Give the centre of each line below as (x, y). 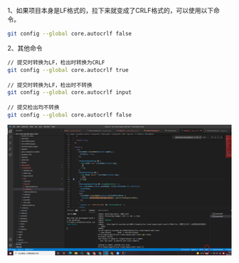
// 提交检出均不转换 (33, 108)
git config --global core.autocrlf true (68, 70)
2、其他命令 (25, 48)
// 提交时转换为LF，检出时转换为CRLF (56, 63)
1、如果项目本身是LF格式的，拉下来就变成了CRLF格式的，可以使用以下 (111, 10)
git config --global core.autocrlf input (70, 92)
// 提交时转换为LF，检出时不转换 (50, 85)
